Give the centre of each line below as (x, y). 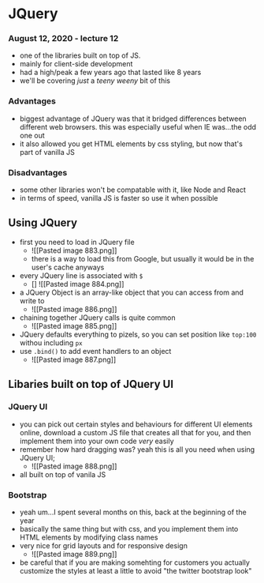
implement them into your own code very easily (97, 441)
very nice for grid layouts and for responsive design (103, 545)
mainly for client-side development (76, 64)
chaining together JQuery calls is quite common (97, 318)
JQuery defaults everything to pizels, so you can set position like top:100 (138, 334)
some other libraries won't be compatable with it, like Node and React (133, 190)
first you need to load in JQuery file (77, 242)
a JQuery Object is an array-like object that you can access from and (132, 292)
